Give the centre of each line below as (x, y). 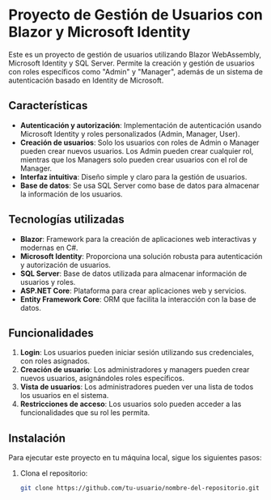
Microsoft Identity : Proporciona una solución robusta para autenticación (141, 256)
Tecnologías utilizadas (66, 220)
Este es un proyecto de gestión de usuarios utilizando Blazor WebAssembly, (135, 54)
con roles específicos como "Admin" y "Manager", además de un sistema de (136, 71)
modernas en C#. (49, 248)
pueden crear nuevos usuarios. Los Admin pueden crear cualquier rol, (137, 150)
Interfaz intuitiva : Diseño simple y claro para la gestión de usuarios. (133, 176)
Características (48, 106)
